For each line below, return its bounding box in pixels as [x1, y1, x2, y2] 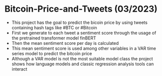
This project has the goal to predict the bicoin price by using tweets [11, 19, 148, 25]
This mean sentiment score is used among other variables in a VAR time [11, 45, 157, 51]
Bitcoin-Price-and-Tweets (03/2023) [4, 3, 158, 15]
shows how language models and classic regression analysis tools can [11, 61, 154, 67]
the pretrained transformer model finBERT [11, 35, 96, 41]
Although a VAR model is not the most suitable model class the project [11, 56, 153, 61]
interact [11, 66, 27, 72]
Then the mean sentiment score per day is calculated [11, 40, 119, 46]
